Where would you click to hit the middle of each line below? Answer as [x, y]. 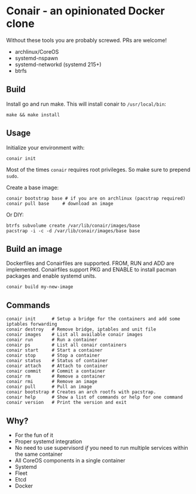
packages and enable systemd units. [51, 276]
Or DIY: [15, 214]
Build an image [34, 249]
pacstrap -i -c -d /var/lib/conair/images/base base [73, 231]
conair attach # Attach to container [57, 366]
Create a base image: [33, 187]
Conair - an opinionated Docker [86, 11]
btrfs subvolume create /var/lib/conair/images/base [73, 226]
